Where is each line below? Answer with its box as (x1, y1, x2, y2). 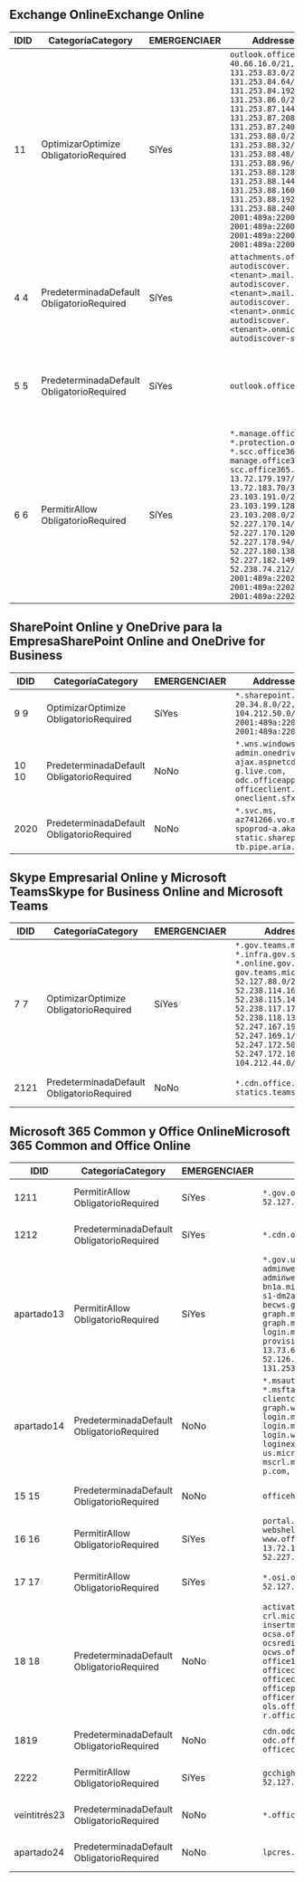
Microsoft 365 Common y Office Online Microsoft (9, 1124, 291, 1139)
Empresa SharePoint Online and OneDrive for (9, 633, 265, 650)
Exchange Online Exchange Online (9, 7, 205, 23)
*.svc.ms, (234, 805, 278, 815)
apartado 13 (14, 1307, 65, 1320)
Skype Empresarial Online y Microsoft (9, 870, 227, 886)
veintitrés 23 (14, 1809, 65, 1821)
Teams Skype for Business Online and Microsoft (9, 884, 283, 899)
